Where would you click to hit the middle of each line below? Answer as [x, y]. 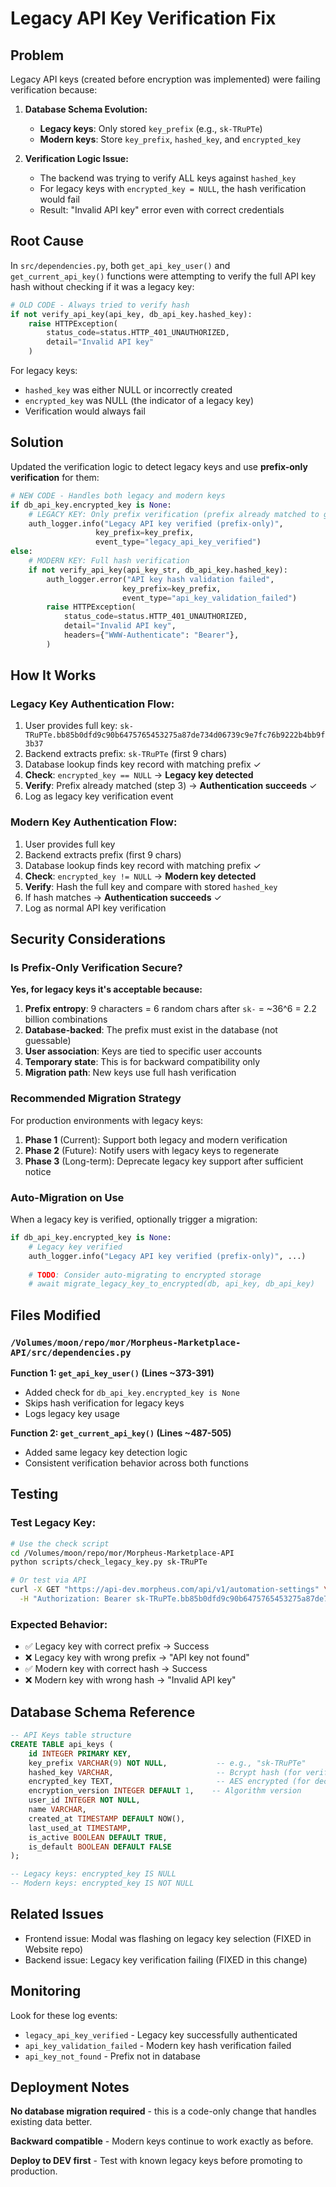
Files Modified [56, 1315]
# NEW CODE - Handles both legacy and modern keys [118, 495]
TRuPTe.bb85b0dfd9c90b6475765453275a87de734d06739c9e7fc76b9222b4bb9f [175, 735]
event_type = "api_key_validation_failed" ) [209, 598]
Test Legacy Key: [53, 1523]
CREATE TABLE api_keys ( [62, 1744]
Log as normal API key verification [95, 908]
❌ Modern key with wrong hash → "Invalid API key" [130, 1680]
